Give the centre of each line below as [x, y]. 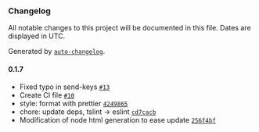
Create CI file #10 [47, 95]
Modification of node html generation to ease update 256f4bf [118, 120]
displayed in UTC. [37, 36]
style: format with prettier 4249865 [74, 103]
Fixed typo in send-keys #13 [65, 87]
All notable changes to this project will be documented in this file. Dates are [130, 28]
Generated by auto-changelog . [57, 52]
